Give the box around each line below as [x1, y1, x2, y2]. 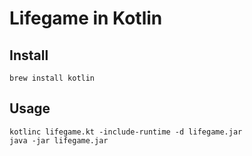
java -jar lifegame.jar [9, 135, 109, 146]
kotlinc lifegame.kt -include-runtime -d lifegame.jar [9, 127, 243, 137]
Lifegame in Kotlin [9, 7, 163, 30]
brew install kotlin [9, 73, 96, 83]
